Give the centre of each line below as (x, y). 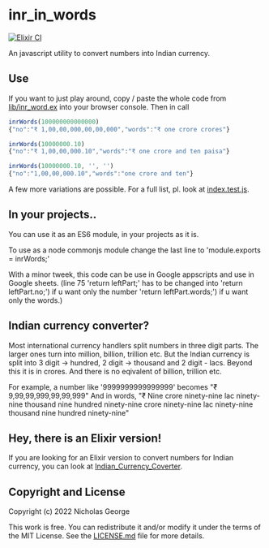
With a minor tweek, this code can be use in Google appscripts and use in (132, 274)
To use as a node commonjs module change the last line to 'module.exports (134, 250)
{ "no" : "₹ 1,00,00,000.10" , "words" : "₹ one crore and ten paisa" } (119, 152)
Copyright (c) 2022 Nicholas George (69, 511)
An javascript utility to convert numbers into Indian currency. (109, 53)
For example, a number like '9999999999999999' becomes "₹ (113, 386)
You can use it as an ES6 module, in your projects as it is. (104, 234)
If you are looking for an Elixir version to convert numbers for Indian (121, 458)
